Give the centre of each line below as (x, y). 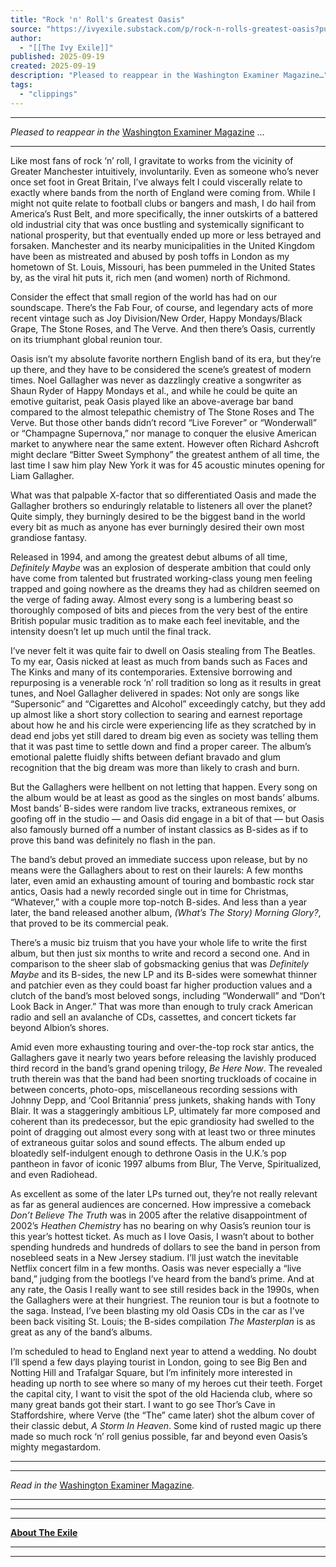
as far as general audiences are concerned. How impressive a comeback (161, 1204)
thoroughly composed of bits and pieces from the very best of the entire (159, 610)
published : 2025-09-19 (57, 57)
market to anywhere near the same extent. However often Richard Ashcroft (165, 443)
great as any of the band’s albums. (81, 1332)
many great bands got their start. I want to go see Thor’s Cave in (143, 1404)
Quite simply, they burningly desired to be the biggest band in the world (158, 516)
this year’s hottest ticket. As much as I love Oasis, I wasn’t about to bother (162, 1236)
